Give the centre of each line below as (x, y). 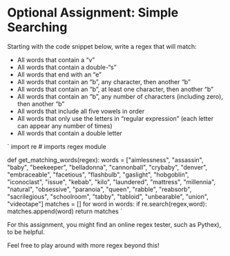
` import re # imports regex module (57, 146)
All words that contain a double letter (69, 133)
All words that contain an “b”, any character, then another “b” (104, 81)
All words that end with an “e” (59, 75)
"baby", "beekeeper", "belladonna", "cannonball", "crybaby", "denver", (107, 167)
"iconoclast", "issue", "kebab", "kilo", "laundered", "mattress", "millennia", (112, 181)
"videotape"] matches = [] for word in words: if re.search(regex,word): (107, 204)
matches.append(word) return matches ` (65, 211)
